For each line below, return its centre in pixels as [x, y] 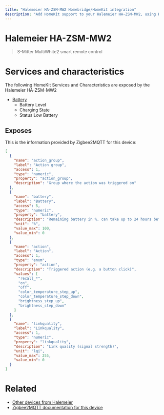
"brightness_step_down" [42, 306]
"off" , [25, 288]
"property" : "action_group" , [43, 179]
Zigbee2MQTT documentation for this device [57, 407]
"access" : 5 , [27, 206]
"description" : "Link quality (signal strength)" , [66, 346]
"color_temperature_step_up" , [49, 292]
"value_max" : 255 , [32, 355]
